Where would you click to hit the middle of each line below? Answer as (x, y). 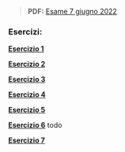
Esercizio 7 (27, 140)
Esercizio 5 (27, 110)
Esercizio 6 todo (35, 125)
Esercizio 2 (27, 64)
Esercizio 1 (26, 49)
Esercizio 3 (27, 80)
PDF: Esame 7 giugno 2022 (72, 11)
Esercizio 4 (27, 95)
